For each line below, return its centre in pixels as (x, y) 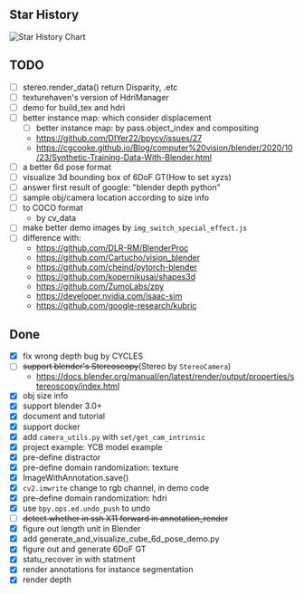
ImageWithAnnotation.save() (76, 477)
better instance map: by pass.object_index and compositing (147, 128)
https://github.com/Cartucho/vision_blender (118, 258)
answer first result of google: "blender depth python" (121, 187)
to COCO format (52, 208)
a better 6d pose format (66, 167)
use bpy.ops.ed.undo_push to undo (86, 508)
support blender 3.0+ (62, 406)
